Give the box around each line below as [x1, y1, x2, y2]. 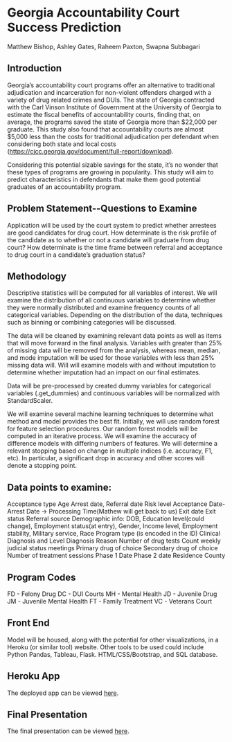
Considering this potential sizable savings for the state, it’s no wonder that [7, 161, 218, 169]
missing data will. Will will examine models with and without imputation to [7, 361, 216, 370]
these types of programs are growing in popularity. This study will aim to [7, 168, 214, 176]
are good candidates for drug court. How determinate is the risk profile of [7, 228, 217, 237]
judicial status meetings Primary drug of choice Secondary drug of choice [7, 544, 218, 552]
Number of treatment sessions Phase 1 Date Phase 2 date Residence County [7, 552, 226, 560]
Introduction [7, 62, 62, 74]
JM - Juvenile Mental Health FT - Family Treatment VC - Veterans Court [7, 597, 213, 605]
